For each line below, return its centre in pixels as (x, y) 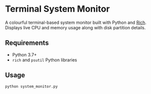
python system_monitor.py (31, 86)
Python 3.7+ (24, 55)
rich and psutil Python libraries (44, 60)
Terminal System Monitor (57, 9)
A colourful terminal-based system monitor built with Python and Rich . (76, 22)
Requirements (27, 43)
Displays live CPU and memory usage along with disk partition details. (75, 27)
